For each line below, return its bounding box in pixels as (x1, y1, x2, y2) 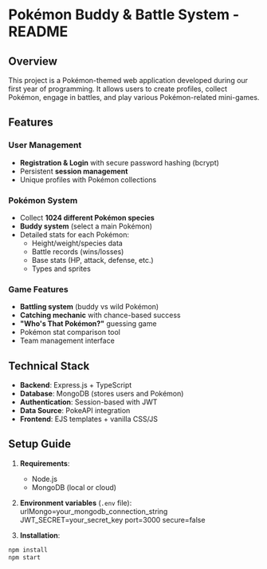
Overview (8, 54, 58, 68)
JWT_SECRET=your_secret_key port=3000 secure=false (19, 515, 206, 524)
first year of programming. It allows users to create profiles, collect (8, 84, 228, 94)
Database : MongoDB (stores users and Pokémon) (19, 389, 184, 399)
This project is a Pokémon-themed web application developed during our (8, 76, 249, 85)
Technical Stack (8, 359, 90, 372)
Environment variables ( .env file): (19, 498, 132, 507)
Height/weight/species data (31, 238, 124, 248)
